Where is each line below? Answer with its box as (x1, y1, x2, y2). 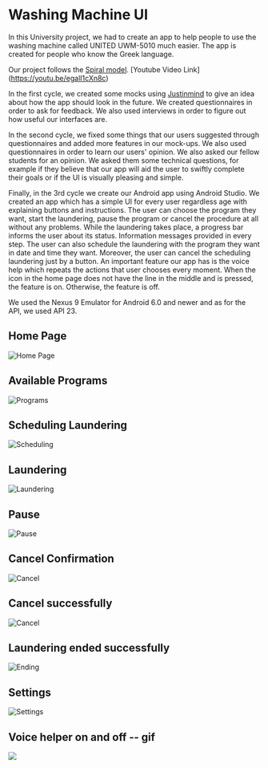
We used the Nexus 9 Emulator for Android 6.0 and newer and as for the (8, 297, 246, 307)
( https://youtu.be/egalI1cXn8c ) (8, 73, 110, 83)
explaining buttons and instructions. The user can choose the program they (8, 205, 257, 214)
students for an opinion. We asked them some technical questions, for (8, 155, 239, 165)
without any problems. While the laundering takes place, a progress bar (8, 222, 244, 232)
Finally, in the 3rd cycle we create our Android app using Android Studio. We (8, 188, 260, 197)
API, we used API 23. (8, 306, 78, 315)
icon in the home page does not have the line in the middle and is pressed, (8, 273, 254, 282)
